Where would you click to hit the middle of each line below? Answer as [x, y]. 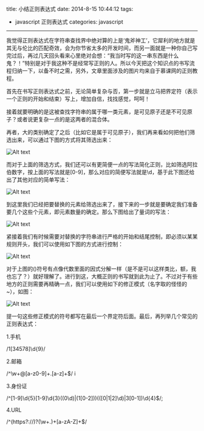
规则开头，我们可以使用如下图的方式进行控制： [65, 244]
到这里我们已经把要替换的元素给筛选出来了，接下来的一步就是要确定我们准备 [102, 204]
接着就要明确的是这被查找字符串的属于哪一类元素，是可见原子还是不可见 [97, 112]
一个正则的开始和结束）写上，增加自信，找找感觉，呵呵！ [78, 99]
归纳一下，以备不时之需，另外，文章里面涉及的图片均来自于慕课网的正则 [102, 71]
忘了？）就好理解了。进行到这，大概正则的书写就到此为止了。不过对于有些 [104, 276]
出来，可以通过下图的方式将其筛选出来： [62, 140]
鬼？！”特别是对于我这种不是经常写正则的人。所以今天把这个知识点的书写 [98, 63]
